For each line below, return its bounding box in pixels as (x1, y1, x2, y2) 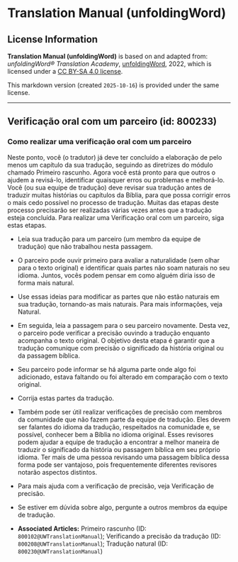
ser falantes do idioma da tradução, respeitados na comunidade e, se (17, 422, 220, 431)
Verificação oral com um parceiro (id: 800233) (7, 116, 217, 128)
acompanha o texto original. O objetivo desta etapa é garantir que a (17, 336, 215, 345)
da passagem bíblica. (17, 351, 80, 360)
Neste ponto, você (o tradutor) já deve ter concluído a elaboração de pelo (7, 153, 222, 161)
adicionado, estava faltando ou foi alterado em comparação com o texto (17, 373, 229, 381)
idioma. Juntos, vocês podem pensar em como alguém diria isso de (17, 271, 215, 280)
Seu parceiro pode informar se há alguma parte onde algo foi (17, 365, 196, 373)
